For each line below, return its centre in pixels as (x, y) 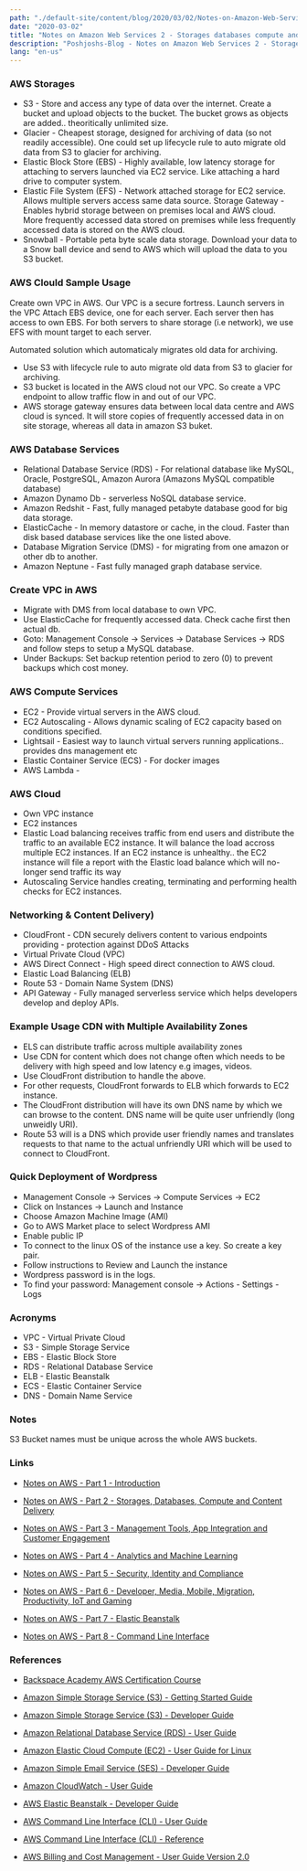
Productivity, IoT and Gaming (77, 1600)
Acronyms (33, 1317)
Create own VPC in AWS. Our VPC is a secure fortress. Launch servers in (147, 303)
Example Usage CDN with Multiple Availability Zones (129, 1026)
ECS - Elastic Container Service (82, 1387)
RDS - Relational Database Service (88, 1366)
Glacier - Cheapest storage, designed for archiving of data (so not (147, 133)
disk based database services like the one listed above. (127, 537)
